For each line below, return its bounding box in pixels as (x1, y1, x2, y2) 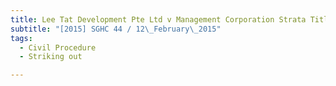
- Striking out (19, 52, 83, 62)
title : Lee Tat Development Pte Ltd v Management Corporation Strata (10, 14, 307, 25)
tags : (10, 33, 33, 43)
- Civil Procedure (19, 42, 97, 53)
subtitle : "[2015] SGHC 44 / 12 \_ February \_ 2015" (10, 24, 222, 34)
